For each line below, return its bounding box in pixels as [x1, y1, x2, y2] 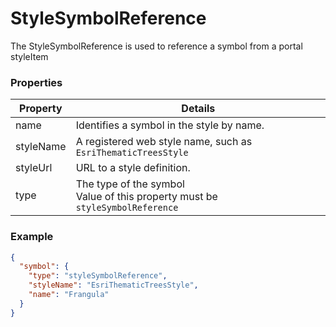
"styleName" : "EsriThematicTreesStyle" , [28, 280, 199, 291]
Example [10, 230, 54, 244]
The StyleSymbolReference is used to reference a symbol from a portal [10, 40, 303, 52]
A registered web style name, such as [75, 135, 253, 149]
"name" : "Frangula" [28, 290, 110, 300]
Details [181, 102, 216, 116]
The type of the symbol [75, 177, 185, 191]
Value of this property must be [75, 190, 218, 204]
